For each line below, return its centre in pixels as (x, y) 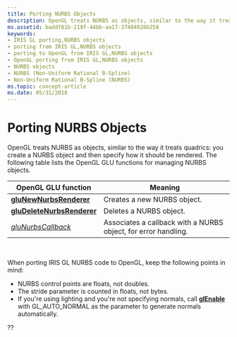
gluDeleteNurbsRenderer (54, 211)
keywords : (22, 34)
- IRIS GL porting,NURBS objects (56, 40)
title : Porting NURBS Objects (52, 14)
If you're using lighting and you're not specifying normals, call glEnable (121, 299)
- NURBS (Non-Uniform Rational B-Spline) (69, 73)
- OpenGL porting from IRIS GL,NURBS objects (75, 60)
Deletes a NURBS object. (144, 211)
